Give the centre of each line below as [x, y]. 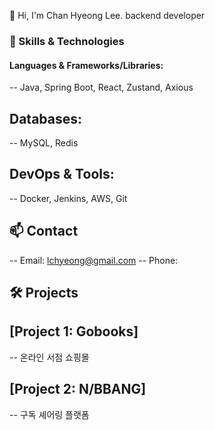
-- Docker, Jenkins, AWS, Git [68, 198]
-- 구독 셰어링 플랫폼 [49, 414]
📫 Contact [44, 231]
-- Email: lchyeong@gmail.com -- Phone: [94, 260]
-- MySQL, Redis [44, 142]
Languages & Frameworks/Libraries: [86, 65]
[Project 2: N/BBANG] [78, 389]
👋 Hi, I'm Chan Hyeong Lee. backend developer [107, 15]
